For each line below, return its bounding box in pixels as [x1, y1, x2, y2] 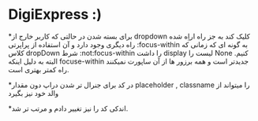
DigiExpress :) [8, 5, 103, 24]
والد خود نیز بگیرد [8, 88, 59, 97]
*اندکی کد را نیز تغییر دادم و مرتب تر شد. [8, 104, 129, 113]
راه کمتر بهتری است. [8, 64, 69, 74]
